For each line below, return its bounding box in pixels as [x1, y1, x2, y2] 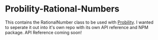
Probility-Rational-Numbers [5, 3, 120, 14]
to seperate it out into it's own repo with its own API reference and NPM [5, 24, 149, 30]
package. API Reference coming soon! [5, 29, 82, 35]
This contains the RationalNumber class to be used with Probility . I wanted [5, 19, 154, 25]
